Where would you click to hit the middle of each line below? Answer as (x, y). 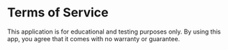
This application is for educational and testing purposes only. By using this (114, 32)
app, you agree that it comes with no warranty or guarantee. (93, 38)
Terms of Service (58, 13)
